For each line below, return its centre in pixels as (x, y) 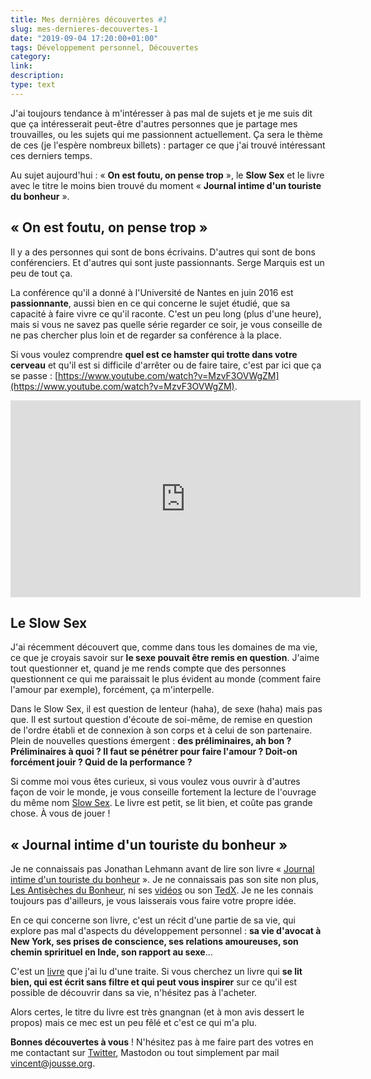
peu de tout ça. (41, 273)
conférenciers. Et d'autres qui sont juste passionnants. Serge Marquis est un (167, 262)
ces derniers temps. (51, 155)
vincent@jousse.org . (53, 1063)
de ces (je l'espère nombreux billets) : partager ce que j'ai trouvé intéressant (168, 145)
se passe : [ (34, 375)
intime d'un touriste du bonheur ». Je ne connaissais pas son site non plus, (164, 880)
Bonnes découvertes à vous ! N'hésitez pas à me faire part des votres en (162, 1042)
